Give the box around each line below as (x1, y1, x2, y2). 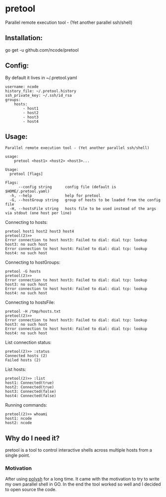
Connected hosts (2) (5, 354, 48, 358)
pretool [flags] (9, 172, 43, 177)
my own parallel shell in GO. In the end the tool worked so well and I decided (5, 481, 161, 487)
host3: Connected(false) (5, 389, 56, 394)
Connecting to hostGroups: (5, 259, 60, 266)
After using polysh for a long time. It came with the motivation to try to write (5, 476, 160, 482)
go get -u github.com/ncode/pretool (5, 47, 79, 53)
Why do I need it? (5, 434, 60, 442)
